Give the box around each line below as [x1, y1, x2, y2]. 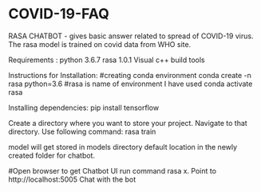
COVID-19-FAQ [8, 5, 109, 23]
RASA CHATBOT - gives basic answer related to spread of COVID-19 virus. [8, 31, 254, 41]
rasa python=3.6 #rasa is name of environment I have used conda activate [8, 79, 253, 88]
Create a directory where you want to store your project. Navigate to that [8, 118, 247, 127]
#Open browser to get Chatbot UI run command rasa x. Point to [8, 166, 217, 175]
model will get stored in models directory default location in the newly [8, 142, 238, 151]
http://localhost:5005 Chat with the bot [8, 174, 136, 184]
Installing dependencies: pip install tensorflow [8, 103, 160, 112]
